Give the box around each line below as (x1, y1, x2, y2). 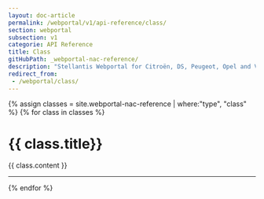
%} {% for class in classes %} (8, 107, 105, 116)
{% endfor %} (8, 183, 53, 193)
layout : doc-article (8, 11, 76, 20)
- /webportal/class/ (11, 77, 79, 85)
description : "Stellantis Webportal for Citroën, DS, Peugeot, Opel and (8, 63, 251, 71)
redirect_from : (8, 70, 58, 78)
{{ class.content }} (8, 160, 68, 170)
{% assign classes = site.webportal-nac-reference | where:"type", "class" (8, 99, 247, 109)
